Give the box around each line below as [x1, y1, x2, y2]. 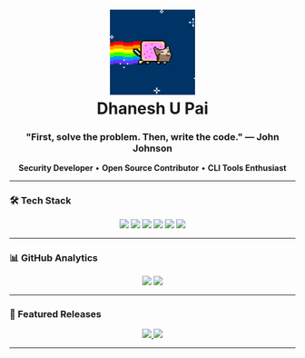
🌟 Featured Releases [9, 308, 102, 320]
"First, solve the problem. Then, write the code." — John [25, 131, 280, 144]
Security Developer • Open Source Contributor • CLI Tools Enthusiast [18, 163, 287, 174]
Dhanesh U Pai [96, 98, 209, 119]
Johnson [133, 142, 172, 154]
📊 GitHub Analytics [9, 251, 98, 264]
